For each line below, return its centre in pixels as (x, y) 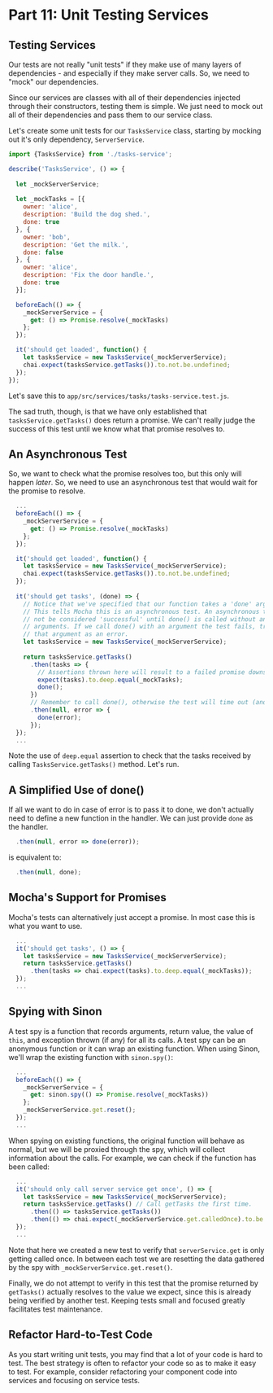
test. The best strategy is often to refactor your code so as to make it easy (132, 1363)
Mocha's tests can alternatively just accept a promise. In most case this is (132, 917)
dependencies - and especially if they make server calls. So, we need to (129, 73)
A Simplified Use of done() (76, 790)
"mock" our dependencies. (54, 82)
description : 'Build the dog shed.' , (87, 215)
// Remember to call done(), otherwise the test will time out (139, 703)
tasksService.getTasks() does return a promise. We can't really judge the (132, 420)
